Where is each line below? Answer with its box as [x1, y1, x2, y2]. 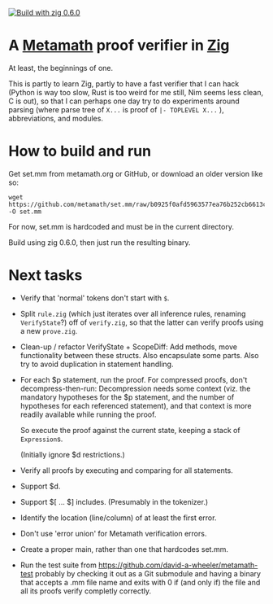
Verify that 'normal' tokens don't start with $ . [19, 293, 170, 303]
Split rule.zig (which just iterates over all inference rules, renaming [19, 309, 246, 318]
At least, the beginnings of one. [8, 63, 114, 72]
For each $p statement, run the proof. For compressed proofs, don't [19, 374, 248, 384]
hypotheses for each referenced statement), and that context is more [19, 400, 252, 410]
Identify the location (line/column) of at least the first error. [19, 513, 217, 523]
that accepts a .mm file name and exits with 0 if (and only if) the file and [19, 577, 261, 587]
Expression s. [19, 434, 63, 444]
